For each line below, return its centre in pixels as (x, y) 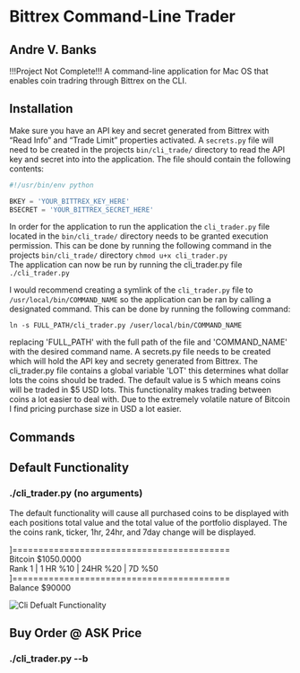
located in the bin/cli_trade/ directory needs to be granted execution (139, 236)
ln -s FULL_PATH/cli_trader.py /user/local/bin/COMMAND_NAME (126, 326)
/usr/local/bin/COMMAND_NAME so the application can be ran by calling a (140, 300)
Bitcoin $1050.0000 (46, 559)
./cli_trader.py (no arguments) (76, 494)
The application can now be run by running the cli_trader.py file (126, 265)
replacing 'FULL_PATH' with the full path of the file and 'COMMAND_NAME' (149, 342)
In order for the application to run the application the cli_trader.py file (140, 227)
